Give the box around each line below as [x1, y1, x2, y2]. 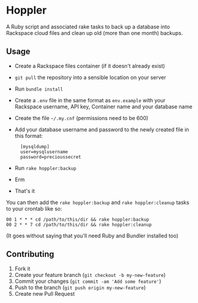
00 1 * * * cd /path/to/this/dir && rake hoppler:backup [6, 217, 150, 223]
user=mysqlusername [20, 149, 68, 154]
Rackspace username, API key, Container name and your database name [14, 103, 193, 110]
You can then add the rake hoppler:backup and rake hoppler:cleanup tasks [6, 199, 190, 206]
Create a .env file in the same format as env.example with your [14, 96, 165, 104]
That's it [14, 187, 35, 194]
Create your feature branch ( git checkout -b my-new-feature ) [14, 271, 166, 278]
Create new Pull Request [14, 290, 75, 297]
